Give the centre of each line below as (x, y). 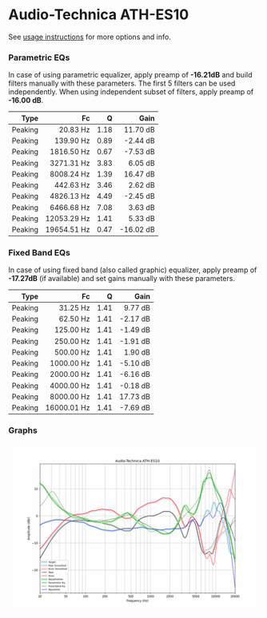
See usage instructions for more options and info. (90, 37)
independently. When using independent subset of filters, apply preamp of (131, 92)
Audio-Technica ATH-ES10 (99, 15)
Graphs (23, 430)
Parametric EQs (39, 57)
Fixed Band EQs (39, 252)
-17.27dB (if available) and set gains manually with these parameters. (122, 279)
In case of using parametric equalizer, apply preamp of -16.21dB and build (130, 75)
